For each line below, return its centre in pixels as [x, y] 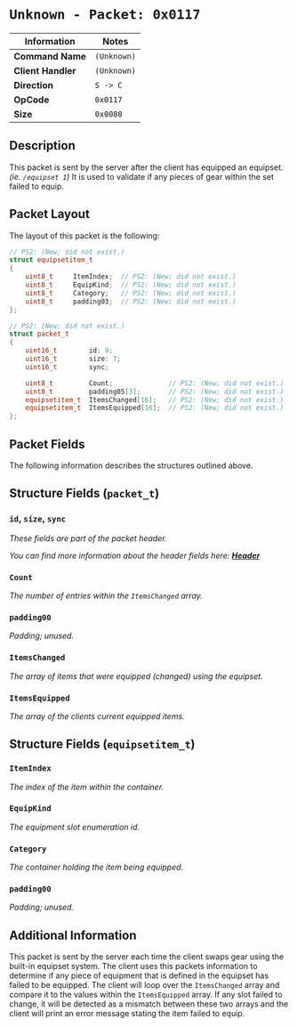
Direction [33, 85]
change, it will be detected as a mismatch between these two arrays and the [149, 1004]
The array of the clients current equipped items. [97, 716]
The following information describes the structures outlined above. [131, 465]
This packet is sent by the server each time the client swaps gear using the [147, 957]
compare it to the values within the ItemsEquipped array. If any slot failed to [146, 995]
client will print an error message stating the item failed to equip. [127, 1014]
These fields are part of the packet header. [88, 538]
